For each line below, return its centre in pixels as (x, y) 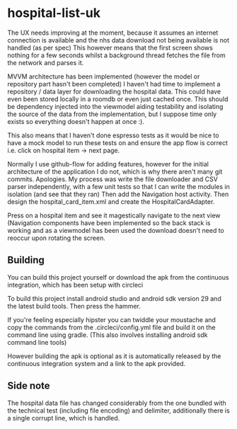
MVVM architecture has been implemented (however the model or (104, 76)
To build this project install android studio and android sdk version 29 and (114, 298)
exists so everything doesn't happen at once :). (76, 121)
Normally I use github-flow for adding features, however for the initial (108, 164)
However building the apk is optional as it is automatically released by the (114, 356)
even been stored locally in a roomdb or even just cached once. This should (118, 99)
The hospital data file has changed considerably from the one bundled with (117, 403)
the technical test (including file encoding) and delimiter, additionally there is (118, 410)
